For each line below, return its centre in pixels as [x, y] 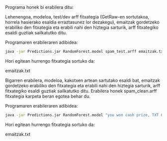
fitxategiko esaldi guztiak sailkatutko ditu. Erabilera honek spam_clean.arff [81, 91]
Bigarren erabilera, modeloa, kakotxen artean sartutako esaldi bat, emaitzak [83, 80]
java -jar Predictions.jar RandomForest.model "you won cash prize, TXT [82, 115]
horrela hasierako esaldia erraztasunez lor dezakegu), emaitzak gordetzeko [83, 22]
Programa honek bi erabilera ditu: [39, 7]
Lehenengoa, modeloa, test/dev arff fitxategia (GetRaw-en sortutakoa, [77, 17]
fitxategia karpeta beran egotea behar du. [48, 96]
